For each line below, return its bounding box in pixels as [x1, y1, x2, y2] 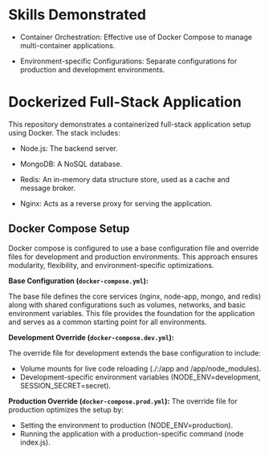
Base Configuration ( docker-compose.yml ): [8, 275, 149, 286]
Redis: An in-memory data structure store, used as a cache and [19, 174, 230, 184]
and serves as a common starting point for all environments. [8, 317, 207, 327]
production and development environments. [19, 64, 165, 74]
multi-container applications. [19, 40, 116, 50]
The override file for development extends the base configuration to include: [8, 347, 261, 358]
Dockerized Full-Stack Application [8, 93, 243, 112]
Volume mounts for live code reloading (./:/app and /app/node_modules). [19, 364, 262, 373]
